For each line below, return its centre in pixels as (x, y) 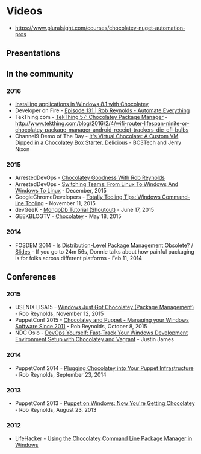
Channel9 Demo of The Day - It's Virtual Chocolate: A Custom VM (97, 136)
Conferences (31, 277)
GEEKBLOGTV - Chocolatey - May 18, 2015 (68, 216)
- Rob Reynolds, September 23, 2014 (60, 374)
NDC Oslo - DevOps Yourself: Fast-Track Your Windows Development (101, 333)
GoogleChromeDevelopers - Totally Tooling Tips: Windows (88, 197)
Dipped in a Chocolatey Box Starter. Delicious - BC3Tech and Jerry (98, 142)
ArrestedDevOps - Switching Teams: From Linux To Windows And (97, 184)
